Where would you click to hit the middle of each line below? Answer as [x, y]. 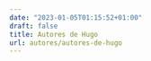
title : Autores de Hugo [54, 34]
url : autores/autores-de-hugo [66, 43]
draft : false [34, 26]
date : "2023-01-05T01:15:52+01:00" [76, 17]
